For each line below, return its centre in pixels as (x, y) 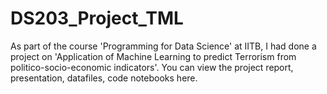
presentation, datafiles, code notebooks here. (104, 78)
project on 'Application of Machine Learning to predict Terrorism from (153, 56)
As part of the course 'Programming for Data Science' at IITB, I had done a (163, 46)
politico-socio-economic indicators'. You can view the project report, (152, 67)
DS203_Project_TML (97, 18)
